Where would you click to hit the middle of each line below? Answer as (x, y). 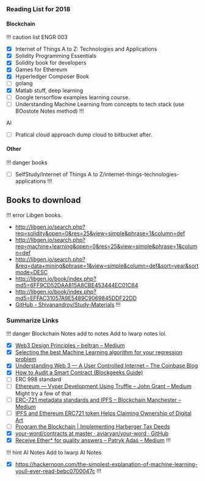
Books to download (44, 200)
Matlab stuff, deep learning (49, 90)
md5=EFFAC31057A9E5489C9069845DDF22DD (76, 298)
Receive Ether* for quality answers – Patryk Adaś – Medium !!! (93, 440)
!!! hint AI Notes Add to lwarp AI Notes (54, 452)
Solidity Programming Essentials (56, 56)
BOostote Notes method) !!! (49, 111)
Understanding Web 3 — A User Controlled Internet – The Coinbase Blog (106, 366)
